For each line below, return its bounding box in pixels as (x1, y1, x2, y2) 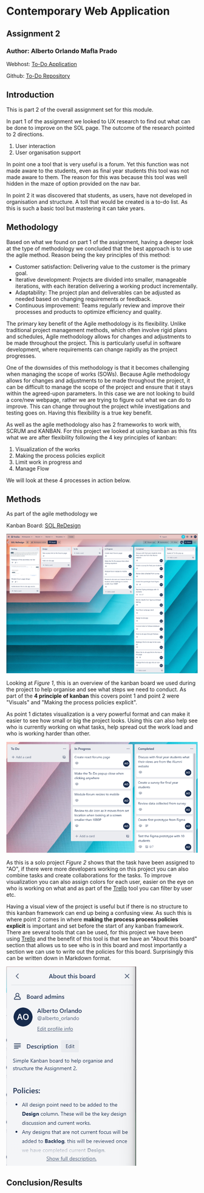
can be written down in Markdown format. (6, 954, 111, 962)
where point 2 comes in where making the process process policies (6, 916, 178, 923)
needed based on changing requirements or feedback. (15, 295, 152, 302)
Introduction (6, 90, 55, 100)
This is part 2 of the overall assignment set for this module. (6, 106, 154, 113)
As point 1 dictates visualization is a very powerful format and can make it (6, 710, 190, 718)
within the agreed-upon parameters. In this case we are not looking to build (6, 390, 195, 397)
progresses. (6, 352, 36, 359)
